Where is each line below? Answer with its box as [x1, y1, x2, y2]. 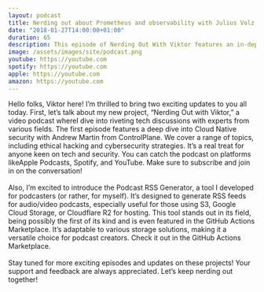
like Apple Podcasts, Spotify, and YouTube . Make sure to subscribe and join [8, 157, 251, 167]
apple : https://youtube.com [8, 70, 101, 78]
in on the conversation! [8, 166, 82, 176]
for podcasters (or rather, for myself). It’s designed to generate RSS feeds [8, 190, 247, 201]
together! [8, 275, 38, 284]
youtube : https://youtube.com [8, 56, 108, 64]
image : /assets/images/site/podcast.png [8, 48, 143, 56]
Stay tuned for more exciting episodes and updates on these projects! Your [8, 257, 251, 268]
